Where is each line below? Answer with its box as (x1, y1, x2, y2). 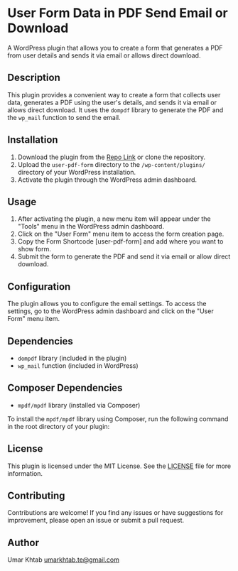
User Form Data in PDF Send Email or (7, 5, 229, 21)
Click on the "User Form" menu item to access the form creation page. (17, 229, 225, 239)
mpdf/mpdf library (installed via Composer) (17, 401, 141, 409)
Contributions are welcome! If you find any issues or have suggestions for (7, 509, 224, 517)
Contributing (7, 490, 65, 502)
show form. (17, 245, 51, 254)
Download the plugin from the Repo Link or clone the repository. (17, 153, 206, 161)
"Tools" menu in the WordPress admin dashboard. (17, 222, 165, 231)
